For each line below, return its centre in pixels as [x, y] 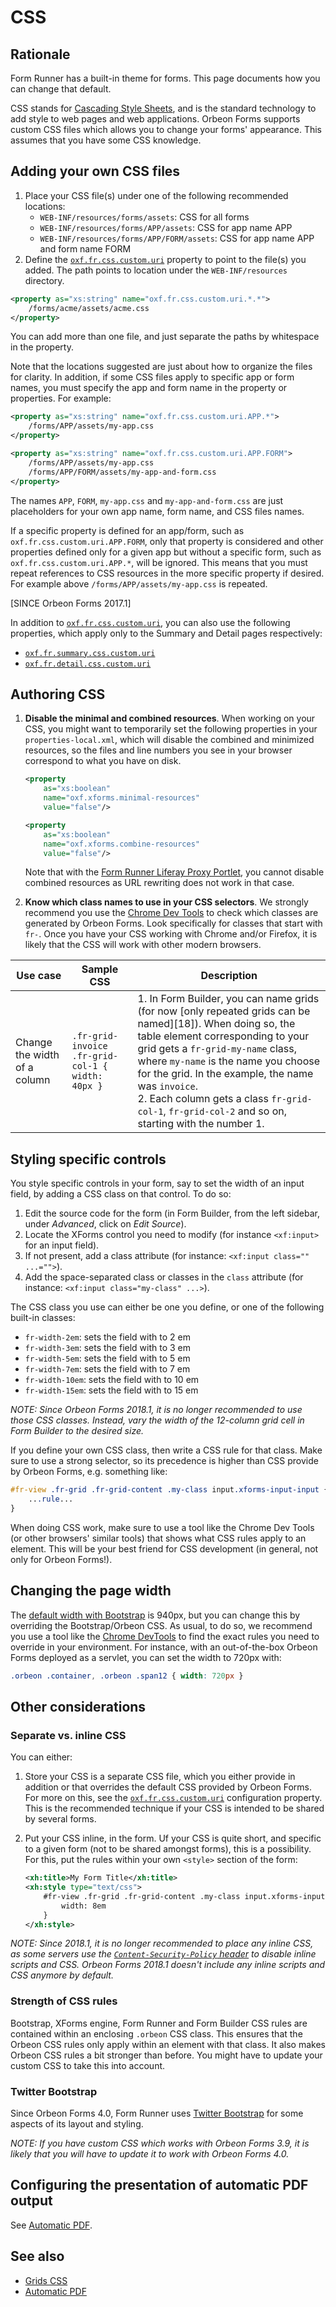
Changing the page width [91, 1591]
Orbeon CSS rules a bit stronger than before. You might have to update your [166, 2055]
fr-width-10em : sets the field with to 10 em [112, 1380]
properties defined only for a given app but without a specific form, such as [166, 552]
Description [229, 976]
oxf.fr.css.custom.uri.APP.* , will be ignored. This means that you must [159, 562]
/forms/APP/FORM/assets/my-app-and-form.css [122, 472]
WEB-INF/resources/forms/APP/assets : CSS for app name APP [166, 227]
